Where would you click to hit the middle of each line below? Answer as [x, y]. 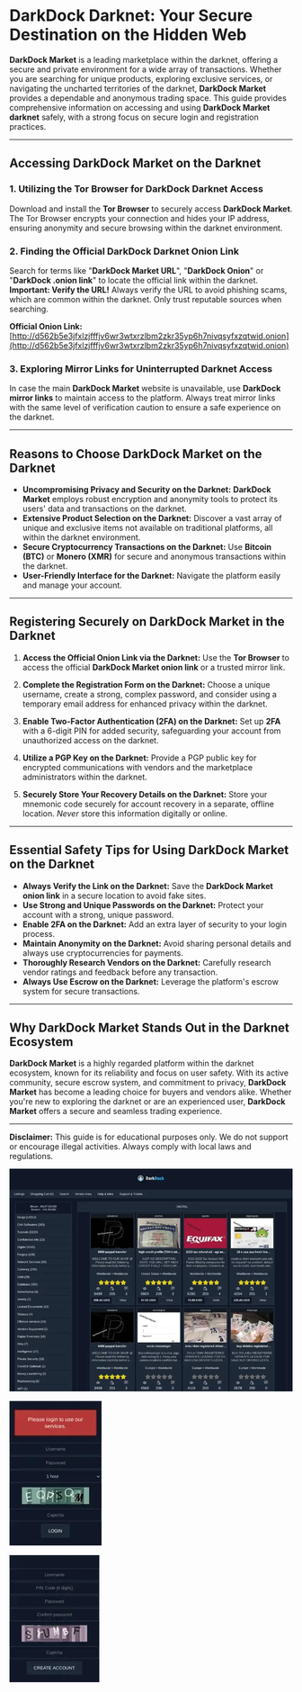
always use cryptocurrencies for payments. [103, 953]
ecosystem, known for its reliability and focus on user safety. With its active [149, 1073]
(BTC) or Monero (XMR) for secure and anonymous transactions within [154, 557]
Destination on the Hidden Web [128, 35]
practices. [28, 126]
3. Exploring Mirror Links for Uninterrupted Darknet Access [141, 368]
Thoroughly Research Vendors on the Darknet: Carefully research [147, 962]
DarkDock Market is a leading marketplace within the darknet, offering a [144, 59]
